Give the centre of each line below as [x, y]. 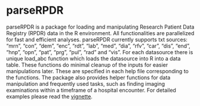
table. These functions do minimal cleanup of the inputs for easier [87, 65]
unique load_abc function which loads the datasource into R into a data [93, 58]
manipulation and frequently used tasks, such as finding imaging [86, 83]
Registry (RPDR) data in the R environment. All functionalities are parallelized [100, 33]
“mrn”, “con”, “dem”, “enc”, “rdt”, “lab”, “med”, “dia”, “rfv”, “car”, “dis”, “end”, [98, 46]
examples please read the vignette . [49, 96]
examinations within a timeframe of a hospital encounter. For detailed [91, 90]
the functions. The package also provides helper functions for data [88, 77]
